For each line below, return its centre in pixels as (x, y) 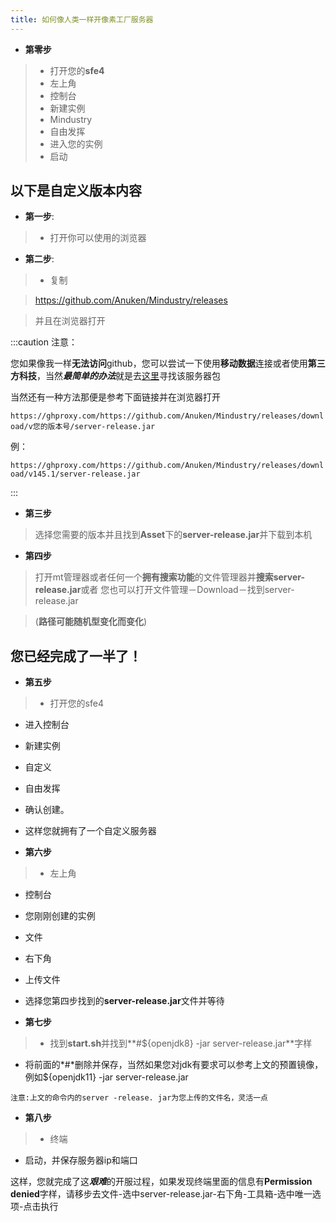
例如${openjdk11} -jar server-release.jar (106, 1077)
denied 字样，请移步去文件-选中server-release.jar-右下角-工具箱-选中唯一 (161, 1194)
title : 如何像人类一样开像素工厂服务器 (82, 19)
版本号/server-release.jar (101, 427)
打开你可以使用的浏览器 (98, 238)
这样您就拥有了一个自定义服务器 (90, 831)
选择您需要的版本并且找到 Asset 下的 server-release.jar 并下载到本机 (173, 535)
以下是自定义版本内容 (76, 191)
